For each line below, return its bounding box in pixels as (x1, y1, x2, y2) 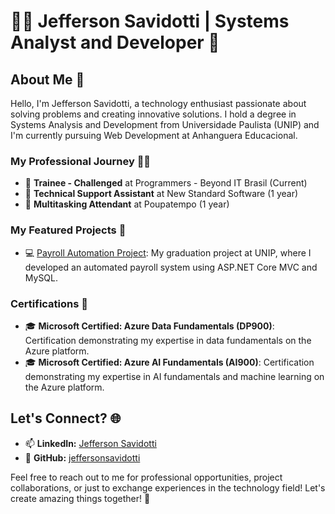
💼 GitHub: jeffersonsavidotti (24, 451, 141, 464)
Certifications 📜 (10, 296, 89, 310)
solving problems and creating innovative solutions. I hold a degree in (10, 108, 297, 120)
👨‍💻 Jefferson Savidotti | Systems (10, 10, 290, 33)
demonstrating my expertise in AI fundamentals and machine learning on (24, 370, 325, 382)
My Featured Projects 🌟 (10, 223, 127, 237)
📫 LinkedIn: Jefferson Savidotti (24, 437, 157, 449)
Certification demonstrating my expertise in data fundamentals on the (24, 334, 312, 346)
